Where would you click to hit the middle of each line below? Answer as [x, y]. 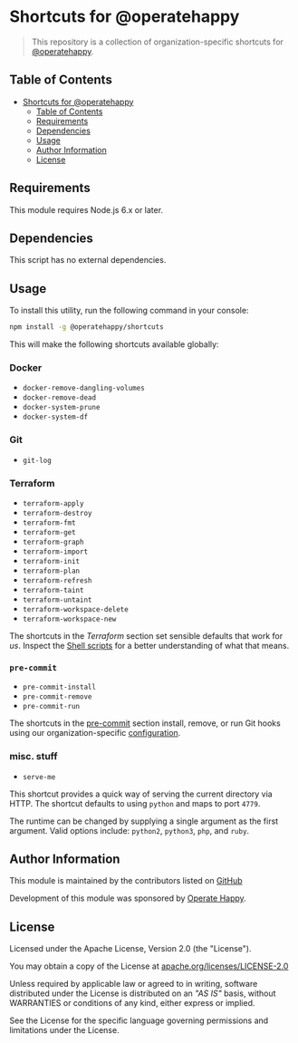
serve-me [39, 777]
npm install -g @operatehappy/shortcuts [87, 327]
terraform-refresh [57, 580]
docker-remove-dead [59, 398]
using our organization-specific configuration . [95, 733]
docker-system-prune [61, 408]
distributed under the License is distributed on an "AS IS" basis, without [143, 993]
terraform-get [49, 532]
